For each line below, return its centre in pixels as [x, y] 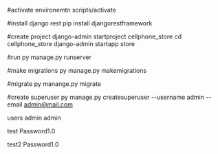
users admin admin [34, 118]
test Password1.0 [31, 131]
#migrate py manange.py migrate [54, 84]
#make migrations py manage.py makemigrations [77, 70]
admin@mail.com [48, 104]
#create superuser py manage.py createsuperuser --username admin [106, 97]
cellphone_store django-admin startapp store [71, 44]
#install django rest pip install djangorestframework [80, 23]
